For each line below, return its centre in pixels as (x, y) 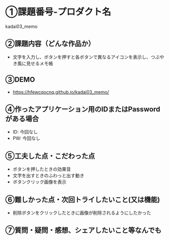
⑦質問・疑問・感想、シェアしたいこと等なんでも (83, 231)
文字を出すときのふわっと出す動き (48, 176)
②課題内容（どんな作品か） (50, 44)
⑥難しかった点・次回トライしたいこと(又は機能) (83, 199)
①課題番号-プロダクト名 (58, 12)
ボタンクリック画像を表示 (39, 182)
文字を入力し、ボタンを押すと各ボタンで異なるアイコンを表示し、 (82, 57)
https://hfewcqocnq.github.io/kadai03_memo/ (61, 92)
